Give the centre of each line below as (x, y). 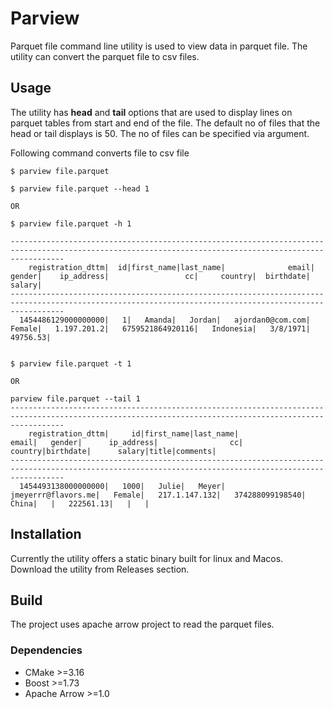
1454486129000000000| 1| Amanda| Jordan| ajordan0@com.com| (165, 320)
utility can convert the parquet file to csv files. (105, 56)
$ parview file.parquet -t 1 (71, 363)
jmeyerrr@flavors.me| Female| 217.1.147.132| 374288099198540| (158, 495)
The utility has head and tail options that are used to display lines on (151, 112)
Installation (46, 534)
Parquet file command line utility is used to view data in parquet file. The (159, 46)
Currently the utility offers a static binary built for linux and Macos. (147, 558)
